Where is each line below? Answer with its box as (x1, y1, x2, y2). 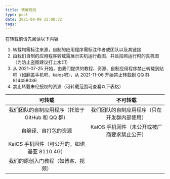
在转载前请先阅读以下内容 (5, 36, 59, 42)
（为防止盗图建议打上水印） (12, 59, 71, 66)
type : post (5, 12, 28, 17)
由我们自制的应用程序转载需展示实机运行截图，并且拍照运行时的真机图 (12, 53, 159, 59)
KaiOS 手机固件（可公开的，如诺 (8, 141, 85, 148)
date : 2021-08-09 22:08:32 (5, 17, 62, 22)
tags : (5, 21, 17, 27)
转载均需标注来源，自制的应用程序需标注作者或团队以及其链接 (12, 46, 142, 53)
